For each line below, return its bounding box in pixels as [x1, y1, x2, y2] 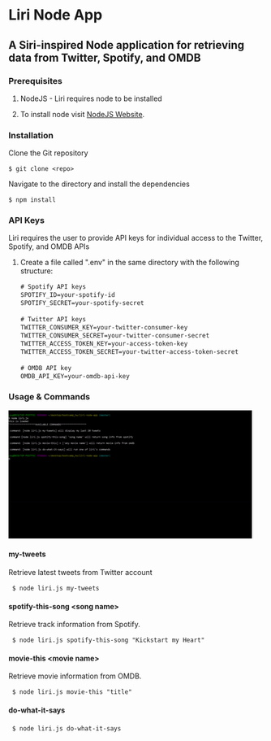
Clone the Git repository [8, 148, 88, 158]
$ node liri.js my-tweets [11, 584, 100, 592]
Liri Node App [8, 6, 103, 24]
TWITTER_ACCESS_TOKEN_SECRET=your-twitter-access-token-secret [19, 348, 239, 356]
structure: [19, 266, 54, 276]
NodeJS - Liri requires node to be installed [19, 94, 162, 103]
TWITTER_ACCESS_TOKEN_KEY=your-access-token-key [19, 340, 188, 348]
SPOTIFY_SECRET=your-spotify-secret [19, 299, 144, 307]
